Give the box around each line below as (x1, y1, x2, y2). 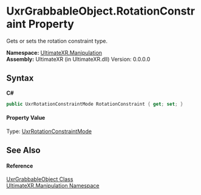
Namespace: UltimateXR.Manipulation (6, 49, 102, 56)
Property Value (6, 114, 46, 121)
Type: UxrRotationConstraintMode (6, 128, 92, 135)
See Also (6, 145, 41, 156)
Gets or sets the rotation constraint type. (6, 37, 108, 44)
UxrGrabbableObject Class (6, 176, 73, 183)
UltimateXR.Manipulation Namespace (6, 182, 100, 190)
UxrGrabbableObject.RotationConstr (6, 4, 196, 18)
